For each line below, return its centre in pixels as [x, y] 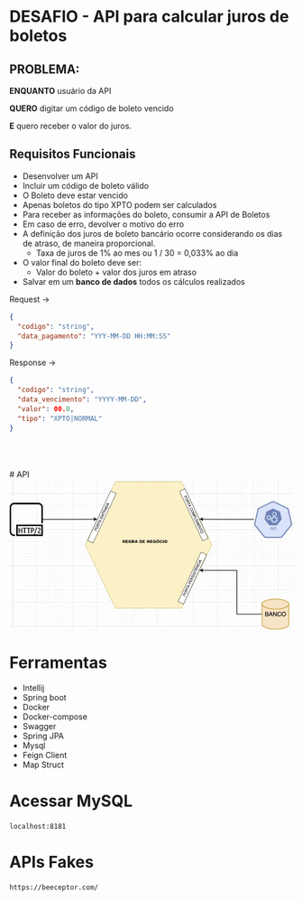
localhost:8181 [38, 826]
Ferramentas [59, 663]
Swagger [39, 726]
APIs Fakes [52, 863]
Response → [33, 362]
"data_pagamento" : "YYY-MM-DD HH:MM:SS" [94, 336]
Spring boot [44, 697]
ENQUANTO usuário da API [60, 91]
